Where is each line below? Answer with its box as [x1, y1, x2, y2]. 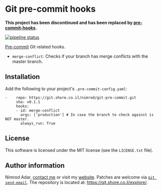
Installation [5, 72, 40, 81]
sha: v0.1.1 [16, 99, 40, 104]
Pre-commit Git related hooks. [5, 44, 66, 49]
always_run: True [20, 121, 56, 126]
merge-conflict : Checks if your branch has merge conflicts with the [12, 53, 148, 59]
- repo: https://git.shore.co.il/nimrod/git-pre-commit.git [5, 95, 137, 100]
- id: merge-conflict [16, 108, 60, 113]
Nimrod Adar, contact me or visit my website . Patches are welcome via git [5, 174, 155, 180]
